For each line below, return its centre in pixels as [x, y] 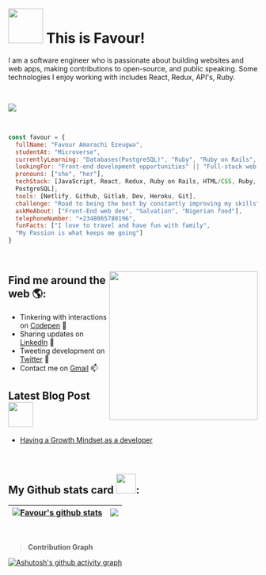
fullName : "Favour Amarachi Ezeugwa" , [80, 144]
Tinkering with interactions [63, 316]
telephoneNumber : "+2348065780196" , [76, 218]
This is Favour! [96, 38]
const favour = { [37, 137]
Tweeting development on [62, 351]
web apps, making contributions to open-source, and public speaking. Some [133, 68]
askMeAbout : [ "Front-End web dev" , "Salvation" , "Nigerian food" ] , [129, 211]
